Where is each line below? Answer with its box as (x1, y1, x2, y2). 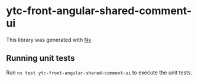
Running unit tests (6, 53, 75, 63)
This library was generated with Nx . (6, 36, 93, 43)
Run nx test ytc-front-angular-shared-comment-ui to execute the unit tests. (6, 69, 193, 76)
